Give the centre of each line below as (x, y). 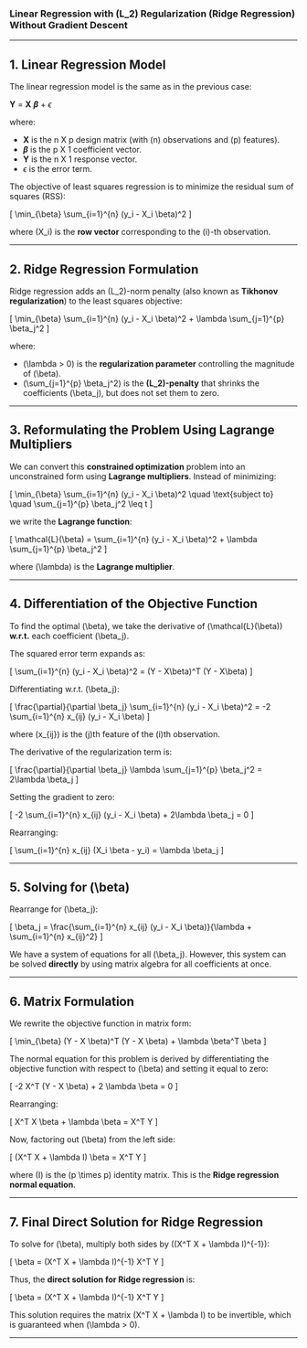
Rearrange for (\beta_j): (54, 909)
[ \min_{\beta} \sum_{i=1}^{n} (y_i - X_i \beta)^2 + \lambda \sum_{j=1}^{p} (147, 318)
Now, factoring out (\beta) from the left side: (93, 1139)
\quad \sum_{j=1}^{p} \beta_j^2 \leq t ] (81, 503)
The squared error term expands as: (78, 653)
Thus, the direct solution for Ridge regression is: (102, 1279)
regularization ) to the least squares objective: (96, 301)
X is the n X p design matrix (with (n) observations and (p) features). (151, 140)
